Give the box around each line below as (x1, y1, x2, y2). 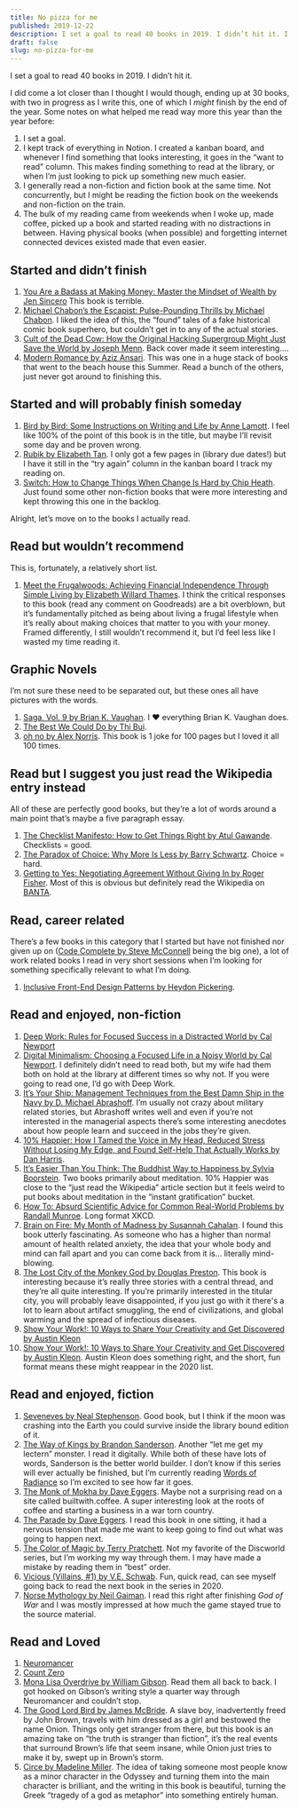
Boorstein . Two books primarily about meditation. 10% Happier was (22, 1172, 270, 1183)
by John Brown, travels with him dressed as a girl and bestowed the (22, 1715, 271, 1726)
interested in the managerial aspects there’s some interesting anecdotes (22, 1115, 286, 1126)
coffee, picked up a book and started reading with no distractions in (22, 218, 271, 229)
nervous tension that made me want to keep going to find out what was (22, 1524, 284, 1535)
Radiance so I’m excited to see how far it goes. (22, 1476, 194, 1488)
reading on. (22, 467, 66, 478)
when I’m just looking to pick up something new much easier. (22, 171, 247, 182)
